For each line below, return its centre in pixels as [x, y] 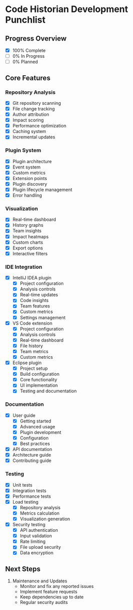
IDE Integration [24, 267]
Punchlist [26, 20]
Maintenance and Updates [40, 581]
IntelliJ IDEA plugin [32, 278]
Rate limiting [33, 542]
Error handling [27, 195]
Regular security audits [44, 602]
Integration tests [29, 491]
